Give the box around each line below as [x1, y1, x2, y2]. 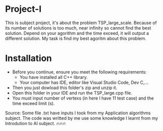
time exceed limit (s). [12, 100, 55, 106]
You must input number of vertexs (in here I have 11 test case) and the [12, 95, 154, 101]
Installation [5, 53, 52, 64]
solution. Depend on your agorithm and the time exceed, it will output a [5, 30, 149, 36]
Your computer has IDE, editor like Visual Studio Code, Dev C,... [19, 79, 149, 85]
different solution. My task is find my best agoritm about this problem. [5, 35, 147, 41]
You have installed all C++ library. [19, 74, 88, 80]
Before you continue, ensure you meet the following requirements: [12, 69, 147, 75]
